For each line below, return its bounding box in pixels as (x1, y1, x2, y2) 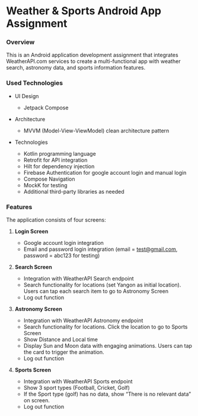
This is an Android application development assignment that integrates (6, 52, 179, 59)
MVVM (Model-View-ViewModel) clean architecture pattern (23, 127, 170, 134)
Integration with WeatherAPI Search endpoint (23, 275, 135, 282)
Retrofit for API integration (23, 156, 88, 163)
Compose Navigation (23, 175, 75, 182)
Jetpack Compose (23, 104, 69, 111)
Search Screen (14, 263, 52, 271)
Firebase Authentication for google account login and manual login (23, 169, 187, 176)
